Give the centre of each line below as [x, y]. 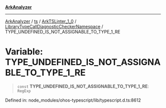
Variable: [24, 52]
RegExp [24, 91]
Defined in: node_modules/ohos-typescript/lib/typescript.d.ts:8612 [73, 100]
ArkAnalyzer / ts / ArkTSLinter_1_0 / [41, 21]
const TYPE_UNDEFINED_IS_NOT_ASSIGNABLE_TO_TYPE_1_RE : [83, 86]
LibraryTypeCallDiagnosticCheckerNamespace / [54, 26]
